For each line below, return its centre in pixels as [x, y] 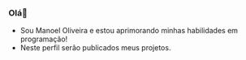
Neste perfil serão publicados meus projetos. [95, 48]
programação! [44, 39]
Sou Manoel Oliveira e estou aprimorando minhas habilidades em [129, 31]
